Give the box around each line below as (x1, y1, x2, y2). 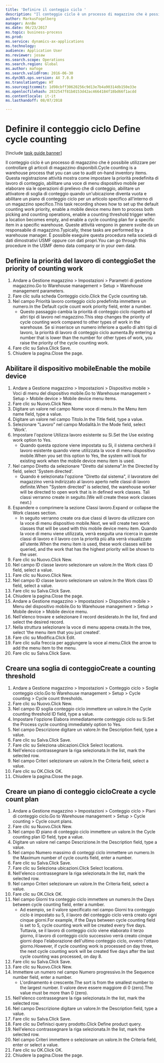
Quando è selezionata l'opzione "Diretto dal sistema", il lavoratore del (19, 473, 159, 479)
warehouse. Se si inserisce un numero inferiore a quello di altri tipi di (19, 324, 158, 330)
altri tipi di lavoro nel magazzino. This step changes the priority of (19, 314, 150, 319)
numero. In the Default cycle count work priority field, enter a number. (12, 303, 152, 309)
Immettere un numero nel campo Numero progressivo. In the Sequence (12, 969, 155, 975)
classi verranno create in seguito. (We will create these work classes (19, 494, 156, 500)
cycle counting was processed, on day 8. (19, 953, 103, 959)
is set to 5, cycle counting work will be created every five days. (19, 923, 146, 928)
